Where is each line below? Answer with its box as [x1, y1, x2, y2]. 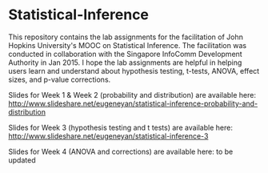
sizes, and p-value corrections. [8, 74, 111, 84]
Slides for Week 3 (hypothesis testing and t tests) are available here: [8, 123, 234, 132]
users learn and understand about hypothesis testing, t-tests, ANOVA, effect [8, 66, 260, 75]
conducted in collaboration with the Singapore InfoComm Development [8, 49, 242, 58]
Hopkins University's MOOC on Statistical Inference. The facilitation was [8, 40, 246, 50]
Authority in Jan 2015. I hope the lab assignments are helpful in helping [8, 58, 242, 67]
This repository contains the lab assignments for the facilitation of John [8, 32, 244, 42]
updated [8, 155, 36, 165]
